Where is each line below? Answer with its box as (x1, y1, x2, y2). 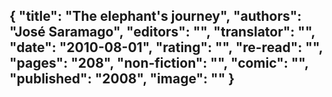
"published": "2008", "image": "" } (9, 70, 236, 88)
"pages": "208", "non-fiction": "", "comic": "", (9, 55, 309, 72)
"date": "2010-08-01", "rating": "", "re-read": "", (9, 39, 324, 56)
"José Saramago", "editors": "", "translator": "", (9, 24, 316, 41)
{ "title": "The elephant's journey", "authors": (9, 8, 302, 25)
